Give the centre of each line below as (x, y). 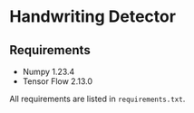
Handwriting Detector (93, 17)
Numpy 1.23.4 (48, 71)
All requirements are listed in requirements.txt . (97, 99)
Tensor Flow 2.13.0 (58, 81)
